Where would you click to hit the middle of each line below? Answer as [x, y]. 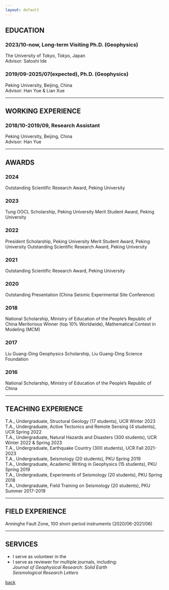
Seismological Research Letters [45, 572]
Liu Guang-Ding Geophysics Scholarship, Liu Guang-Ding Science [74, 353]
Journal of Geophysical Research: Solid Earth [60, 567]
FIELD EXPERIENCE [36, 512]
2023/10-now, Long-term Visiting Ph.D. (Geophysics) [72, 44]
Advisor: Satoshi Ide [26, 61]
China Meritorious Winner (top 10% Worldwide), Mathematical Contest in [80, 324]
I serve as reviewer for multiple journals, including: [65, 562]
